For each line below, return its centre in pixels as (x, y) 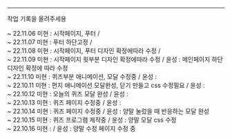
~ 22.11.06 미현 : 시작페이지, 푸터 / (54, 33)
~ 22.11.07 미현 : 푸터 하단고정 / (50, 42)
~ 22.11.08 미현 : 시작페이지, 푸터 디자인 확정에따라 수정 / (84, 50)
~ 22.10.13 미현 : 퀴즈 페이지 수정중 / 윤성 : (64, 102)
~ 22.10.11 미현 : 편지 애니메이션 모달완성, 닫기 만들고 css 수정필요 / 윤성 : (106, 85)
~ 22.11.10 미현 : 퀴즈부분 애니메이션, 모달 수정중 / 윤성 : (82, 76)
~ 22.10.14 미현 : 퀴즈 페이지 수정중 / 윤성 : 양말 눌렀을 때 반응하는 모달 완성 (108, 111)
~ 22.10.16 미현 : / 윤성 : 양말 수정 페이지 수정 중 (71, 128)
